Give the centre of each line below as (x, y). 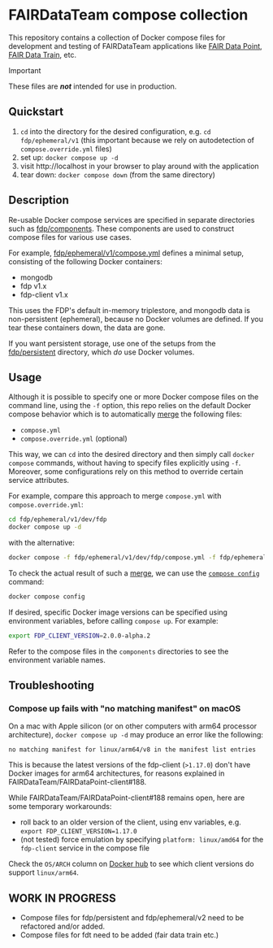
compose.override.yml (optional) (74, 439)
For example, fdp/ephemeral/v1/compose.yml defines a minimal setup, (126, 253)
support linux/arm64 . (44, 872)
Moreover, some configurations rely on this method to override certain (126, 472)
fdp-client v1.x (44, 294)
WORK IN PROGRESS (62, 898)
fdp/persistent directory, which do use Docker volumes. (102, 352)
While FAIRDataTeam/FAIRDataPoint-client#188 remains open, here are (127, 798)
